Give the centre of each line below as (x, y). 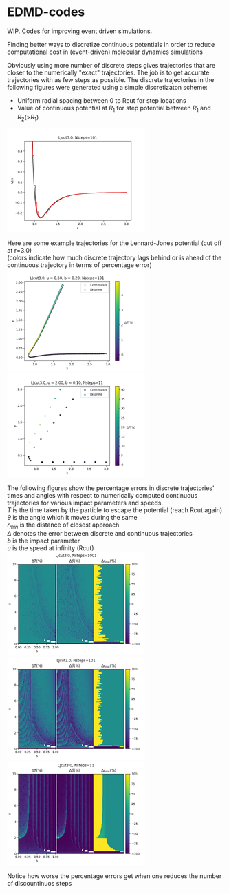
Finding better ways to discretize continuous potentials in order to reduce (111, 44)
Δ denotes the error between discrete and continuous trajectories (100, 534)
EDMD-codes (46, 12)
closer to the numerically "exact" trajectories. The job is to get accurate (108, 72)
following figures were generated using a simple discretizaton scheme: (107, 87)
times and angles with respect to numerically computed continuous (102, 495)
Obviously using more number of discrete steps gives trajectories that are (111, 65)
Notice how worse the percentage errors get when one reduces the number (115, 876)
